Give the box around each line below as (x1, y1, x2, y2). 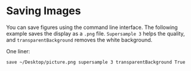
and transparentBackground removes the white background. (6, 36, 153, 43)
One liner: (6, 47, 30, 54)
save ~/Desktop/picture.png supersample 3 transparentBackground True (6, 59, 186, 65)
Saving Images (6, 4, 81, 18)
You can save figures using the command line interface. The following (6, 24, 178, 31)
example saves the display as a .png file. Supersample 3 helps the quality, (6, 30, 185, 37)
